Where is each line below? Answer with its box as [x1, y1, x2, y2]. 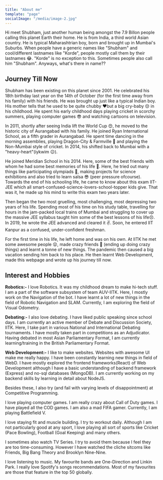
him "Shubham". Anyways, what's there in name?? [5, 60, 106, 66]
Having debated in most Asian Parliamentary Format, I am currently [5, 335, 140, 341]
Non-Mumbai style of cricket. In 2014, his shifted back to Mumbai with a [5, 144, 149, 150]
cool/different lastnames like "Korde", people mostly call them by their [5, 50, 145, 56]
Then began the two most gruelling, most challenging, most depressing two [5, 199, 157, 205]
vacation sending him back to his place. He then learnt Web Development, [5, 252, 154, 258]
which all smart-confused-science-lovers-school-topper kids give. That [14, 184, 158, 190]
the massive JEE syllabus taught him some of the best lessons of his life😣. [5, 214, 155, 220]
